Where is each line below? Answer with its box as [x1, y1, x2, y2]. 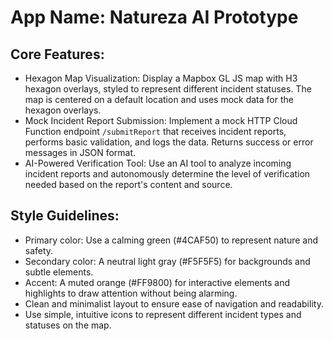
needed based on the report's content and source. [24, 179, 233, 190]
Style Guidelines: [10, 207, 120, 225]
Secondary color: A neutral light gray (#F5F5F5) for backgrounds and [24, 255, 311, 267]
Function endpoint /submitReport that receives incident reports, [24, 126, 287, 137]
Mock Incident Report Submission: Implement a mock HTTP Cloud [24, 115, 298, 126]
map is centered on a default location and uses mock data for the [24, 94, 294, 105]
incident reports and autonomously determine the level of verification [24, 168, 311, 180]
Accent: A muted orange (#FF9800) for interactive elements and [24, 276, 291, 288]
